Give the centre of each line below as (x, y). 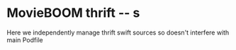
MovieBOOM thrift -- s (73, 13)
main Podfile (25, 39)
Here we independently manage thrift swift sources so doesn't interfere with (118, 32)
